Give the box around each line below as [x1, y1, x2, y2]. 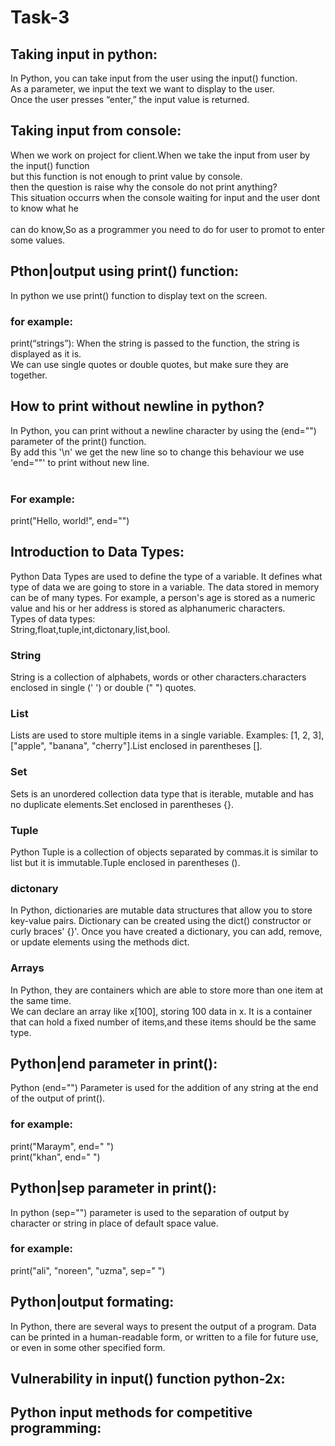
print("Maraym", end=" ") [10, 1140, 115, 1152]
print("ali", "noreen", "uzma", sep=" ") [10, 1264, 166, 1276]
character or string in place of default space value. [10, 1217, 219, 1229]
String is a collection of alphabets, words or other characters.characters [10, 671, 307, 683]
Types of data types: [10, 612, 96, 625]
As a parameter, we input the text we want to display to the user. [10, 83, 275, 95]
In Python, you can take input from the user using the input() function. [10, 72, 298, 84]
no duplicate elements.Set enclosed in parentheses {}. [10, 798, 235, 810]
